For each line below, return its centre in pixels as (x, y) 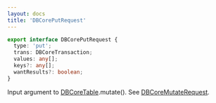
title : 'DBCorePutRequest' (47, 20)
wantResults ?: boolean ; (48, 72)
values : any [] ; (36, 59)
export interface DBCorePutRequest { (63, 39)
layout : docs (26, 14)
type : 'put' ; (33, 46)
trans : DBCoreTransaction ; (53, 53)
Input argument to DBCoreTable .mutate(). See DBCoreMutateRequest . (108, 92)
